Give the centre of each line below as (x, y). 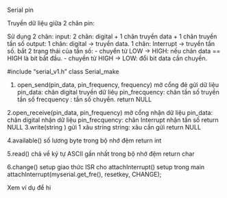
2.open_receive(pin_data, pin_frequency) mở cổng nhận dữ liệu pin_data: (110, 113)
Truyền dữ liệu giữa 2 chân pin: (51, 23)
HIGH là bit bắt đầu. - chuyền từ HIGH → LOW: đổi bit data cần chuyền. (107, 58)
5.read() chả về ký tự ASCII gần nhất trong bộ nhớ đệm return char (101, 154)
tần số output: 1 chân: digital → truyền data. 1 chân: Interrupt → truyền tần (111, 44)
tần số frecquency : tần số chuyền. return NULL (84, 99)
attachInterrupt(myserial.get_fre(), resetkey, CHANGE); (84, 174)
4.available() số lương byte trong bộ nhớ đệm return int (84, 140)
